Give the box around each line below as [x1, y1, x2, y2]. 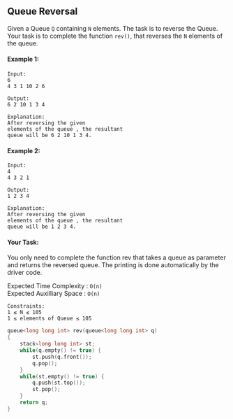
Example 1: [7, 55, 40, 64]
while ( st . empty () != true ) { [20, 373, 105, 380]
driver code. [7, 269, 43, 277]
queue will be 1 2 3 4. [7, 223, 77, 230]
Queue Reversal [7, 6, 78, 17]
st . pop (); [32, 386, 61, 393]
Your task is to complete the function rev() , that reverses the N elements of [7, 31, 223, 40]
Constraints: [7, 303, 45, 310]
